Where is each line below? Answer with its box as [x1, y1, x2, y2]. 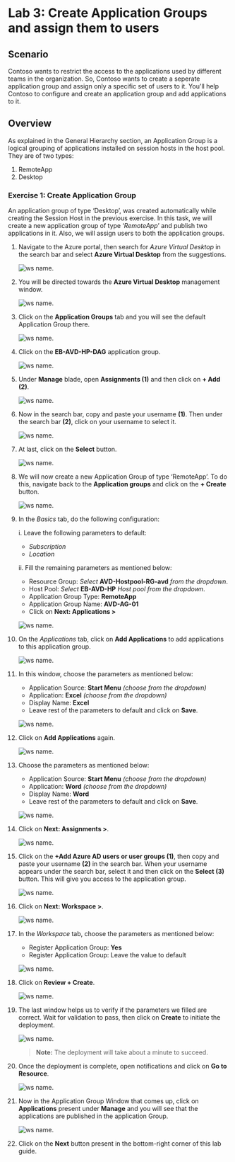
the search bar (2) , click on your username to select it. [18, 418, 177, 426]
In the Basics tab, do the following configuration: [18, 515, 160, 523]
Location [28, 550, 55, 559]
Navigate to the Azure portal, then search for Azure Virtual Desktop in [18, 243, 221, 251]
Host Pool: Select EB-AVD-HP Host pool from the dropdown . [28, 585, 205, 593]
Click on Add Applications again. [18, 734, 116, 742]
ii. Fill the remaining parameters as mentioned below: [18, 564, 172, 572]
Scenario [8, 48, 49, 60]
